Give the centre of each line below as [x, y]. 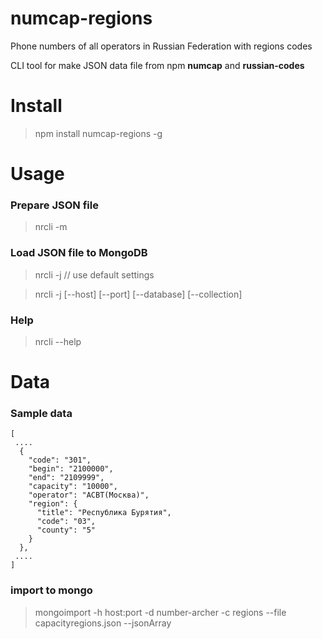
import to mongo [51, 590]
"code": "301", [60, 460]
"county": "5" [66, 530]
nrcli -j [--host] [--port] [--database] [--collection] [138, 294]
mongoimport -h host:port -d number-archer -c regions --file [160, 612]
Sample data [41, 414]
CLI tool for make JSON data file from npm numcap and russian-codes [157, 65]
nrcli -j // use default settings [94, 274]
